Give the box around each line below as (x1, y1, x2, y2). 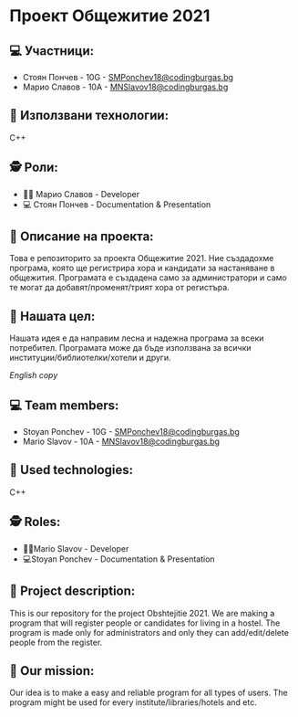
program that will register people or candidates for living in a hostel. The (9, 617, 281, 628)
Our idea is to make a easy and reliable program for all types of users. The (9, 687, 289, 699)
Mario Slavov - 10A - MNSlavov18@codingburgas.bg (22, 436, 221, 448)
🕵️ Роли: (9, 160, 59, 175)
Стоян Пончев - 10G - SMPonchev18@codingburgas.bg (22, 72, 234, 82)
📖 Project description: (9, 584, 136, 599)
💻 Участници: (9, 43, 95, 58)
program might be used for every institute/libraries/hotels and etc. (9, 697, 257, 708)
